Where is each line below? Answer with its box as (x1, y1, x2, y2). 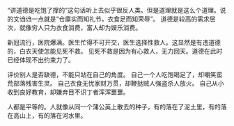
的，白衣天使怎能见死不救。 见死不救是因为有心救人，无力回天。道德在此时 (7, 47, 223, 55)
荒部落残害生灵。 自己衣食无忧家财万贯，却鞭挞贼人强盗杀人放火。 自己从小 (7, 79, 224, 87)
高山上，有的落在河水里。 (13, 111, 87, 120)
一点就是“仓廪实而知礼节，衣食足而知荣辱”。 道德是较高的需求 (31, 15, 210, 23)
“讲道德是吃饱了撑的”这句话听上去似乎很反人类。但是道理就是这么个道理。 (7, 6, 221, 14)
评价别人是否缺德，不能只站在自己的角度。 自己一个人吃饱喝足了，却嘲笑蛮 (7, 70, 223, 79)
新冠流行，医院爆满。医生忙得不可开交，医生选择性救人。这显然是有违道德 (7, 38, 221, 47)
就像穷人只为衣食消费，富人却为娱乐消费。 (19, 24, 141, 31)
